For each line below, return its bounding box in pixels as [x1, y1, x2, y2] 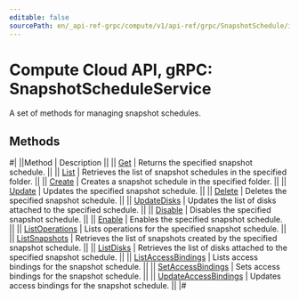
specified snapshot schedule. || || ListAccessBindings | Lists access [9, 252, 258, 263]
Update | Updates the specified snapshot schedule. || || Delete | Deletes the [9, 186, 287, 197]
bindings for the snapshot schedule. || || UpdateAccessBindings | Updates [9, 271, 282, 281]
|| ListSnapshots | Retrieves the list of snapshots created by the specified [9, 233, 278, 244]
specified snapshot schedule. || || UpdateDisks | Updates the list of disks [9, 195, 277, 206]
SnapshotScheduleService [9, 78, 212, 99]
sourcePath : [9, 21, 53, 30]
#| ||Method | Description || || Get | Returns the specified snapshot [9, 158, 254, 168]
